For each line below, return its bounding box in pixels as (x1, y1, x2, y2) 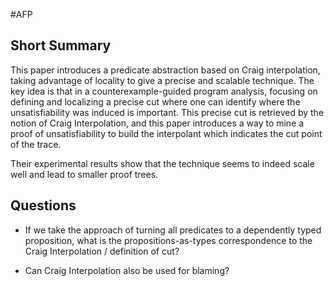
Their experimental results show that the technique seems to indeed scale (10, 157, 315, 169)
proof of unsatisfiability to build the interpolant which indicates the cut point (10, 127, 323, 139)
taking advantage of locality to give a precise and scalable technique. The (10, 74, 315, 86)
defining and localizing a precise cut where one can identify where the (10, 95, 301, 108)
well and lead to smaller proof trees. (10, 168, 159, 180)
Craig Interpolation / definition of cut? (24, 245, 180, 257)
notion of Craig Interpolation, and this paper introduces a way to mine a (10, 117, 305, 129)
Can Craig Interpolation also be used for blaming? (24, 264, 230, 276)
